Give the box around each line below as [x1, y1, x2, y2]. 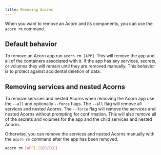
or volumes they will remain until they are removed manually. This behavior [5, 63, 155, 69]
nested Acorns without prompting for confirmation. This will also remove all [5, 111, 156, 117]
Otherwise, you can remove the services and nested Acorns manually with [5, 131, 155, 137]
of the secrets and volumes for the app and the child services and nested [5, 116, 152, 122]
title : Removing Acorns [5, 7, 54, 12]
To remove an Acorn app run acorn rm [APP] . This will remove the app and [5, 53, 155, 59]
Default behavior [5, 40, 57, 48]
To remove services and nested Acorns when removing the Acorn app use [5, 96, 155, 102]
